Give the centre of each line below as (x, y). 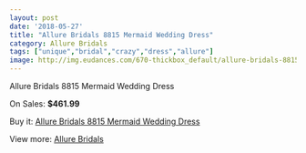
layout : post (34, 18)
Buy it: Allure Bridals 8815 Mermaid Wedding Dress (105, 121)
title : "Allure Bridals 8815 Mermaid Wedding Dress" (112, 35)
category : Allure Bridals (58, 43)
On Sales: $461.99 (45, 104)
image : (22, 60)
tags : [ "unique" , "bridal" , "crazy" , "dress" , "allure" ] (112, 52)
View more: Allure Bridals (57, 139)
